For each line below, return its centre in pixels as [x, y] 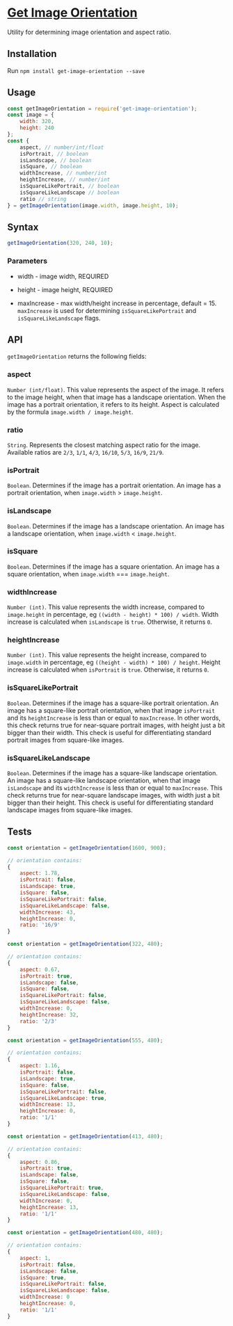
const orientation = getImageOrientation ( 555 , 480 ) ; [85, 1040]
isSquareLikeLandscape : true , [64, 1098]
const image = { [31, 115]
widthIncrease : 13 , [48, 1105]
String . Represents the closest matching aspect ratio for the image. [104, 445]
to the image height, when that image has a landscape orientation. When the [116, 397]
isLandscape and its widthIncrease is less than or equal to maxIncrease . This [115, 788]
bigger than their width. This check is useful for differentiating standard [110, 732]
